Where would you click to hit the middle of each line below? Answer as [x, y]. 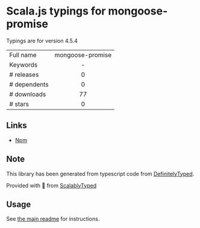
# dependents [29, 84]
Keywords [23, 65]
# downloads [28, 94]
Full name [23, 54]
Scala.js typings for [56, 11]
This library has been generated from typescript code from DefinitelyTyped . [100, 174]
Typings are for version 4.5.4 [42, 41]
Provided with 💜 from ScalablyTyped [52, 185]
